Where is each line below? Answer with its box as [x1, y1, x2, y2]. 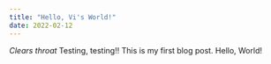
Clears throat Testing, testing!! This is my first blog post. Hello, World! [9, 45, 263, 55]
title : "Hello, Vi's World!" [9, 12, 117, 22]
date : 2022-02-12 [9, 21, 73, 30]
